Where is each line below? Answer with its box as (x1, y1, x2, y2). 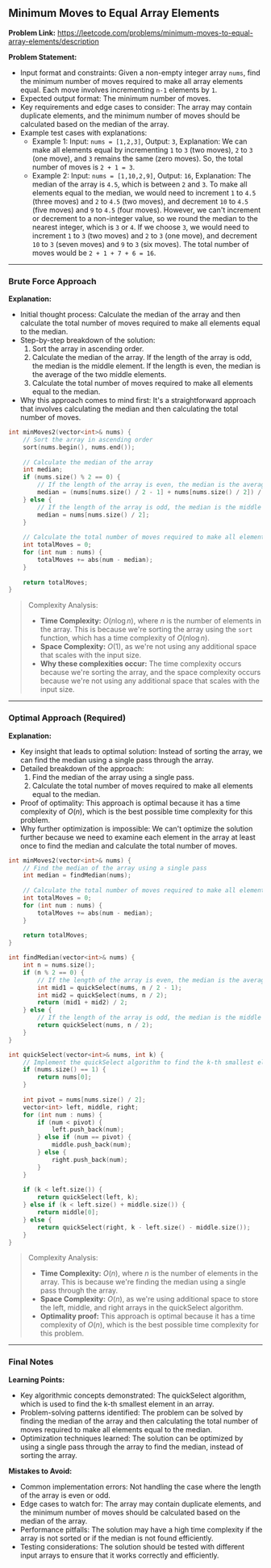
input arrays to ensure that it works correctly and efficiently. (19, 1550, 219, 1560)
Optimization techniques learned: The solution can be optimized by (19, 1433, 244, 1443)
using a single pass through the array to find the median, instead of (19, 1441, 244, 1452)
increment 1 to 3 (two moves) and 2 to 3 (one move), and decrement (31, 230, 257, 241)
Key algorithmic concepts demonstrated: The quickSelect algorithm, (19, 1390, 247, 1400)
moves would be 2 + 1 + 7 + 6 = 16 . (31, 248, 156, 258)
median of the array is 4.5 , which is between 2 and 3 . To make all (31, 179, 248, 189)
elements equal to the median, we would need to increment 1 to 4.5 (31, 187, 256, 197)
